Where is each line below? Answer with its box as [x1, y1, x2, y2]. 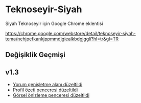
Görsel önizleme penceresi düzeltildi [12, 92, 90, 98]
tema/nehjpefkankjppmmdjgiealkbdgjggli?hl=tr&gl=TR [5, 36, 119, 42]
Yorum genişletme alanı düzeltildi [12, 82, 83, 88]
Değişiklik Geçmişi [5, 50, 65, 59]
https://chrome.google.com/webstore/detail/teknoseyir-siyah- [5, 30, 136, 36]
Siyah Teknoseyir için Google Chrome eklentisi [5, 20, 103, 27]
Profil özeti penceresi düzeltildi [12, 87, 78, 93]
